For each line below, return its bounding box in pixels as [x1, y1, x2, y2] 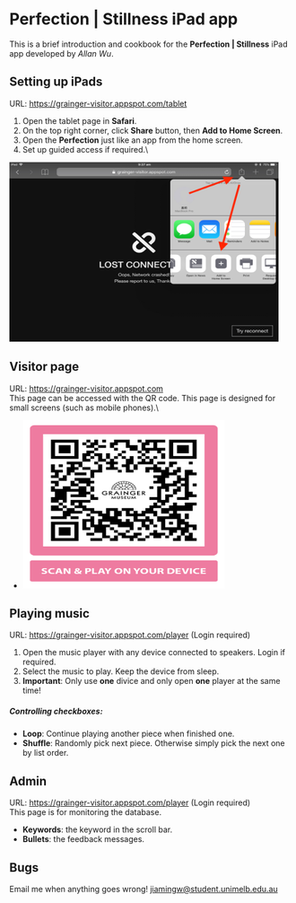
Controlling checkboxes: [9, 706, 103, 716]
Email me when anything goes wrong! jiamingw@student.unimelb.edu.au [9, 883, 278, 894]
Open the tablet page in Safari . [22, 115, 137, 126]
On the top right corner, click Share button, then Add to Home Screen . [22, 125, 283, 136]
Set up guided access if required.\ [22, 144, 149, 154]
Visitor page [9, 359, 80, 374]
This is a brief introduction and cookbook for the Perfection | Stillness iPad [9, 39, 289, 49]
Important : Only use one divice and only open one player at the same [22, 676, 281, 687]
